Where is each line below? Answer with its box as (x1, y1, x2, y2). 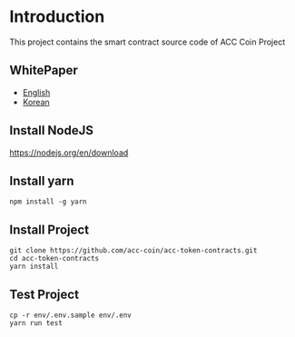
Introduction (9, 6, 105, 27)
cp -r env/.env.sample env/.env (9, 311, 132, 320)
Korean (22, 96, 50, 107)
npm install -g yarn (9, 197, 88, 206)
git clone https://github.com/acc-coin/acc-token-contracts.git (9, 246, 258, 255)
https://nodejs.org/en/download (9, 147, 129, 158)
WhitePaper (9, 63, 79, 78)
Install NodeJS (9, 123, 93, 138)
